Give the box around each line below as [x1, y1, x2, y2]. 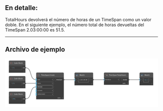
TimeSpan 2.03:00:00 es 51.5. [5, 27, 65, 33]
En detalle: [5, 4, 38, 12]
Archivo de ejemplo [5, 45, 65, 54]
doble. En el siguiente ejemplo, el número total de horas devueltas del [5, 22, 145, 28]
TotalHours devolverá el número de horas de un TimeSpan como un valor [5, 16, 152, 22]
